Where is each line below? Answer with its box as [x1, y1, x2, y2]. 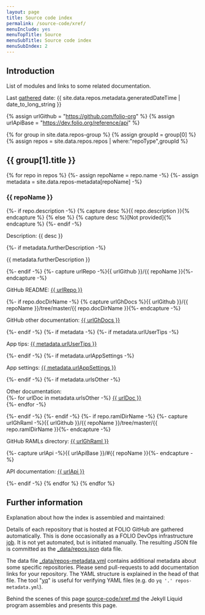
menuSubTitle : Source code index [6, 37, 92, 44]
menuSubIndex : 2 [6, 44, 48, 50]
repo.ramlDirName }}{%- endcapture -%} [6, 426, 111, 433]
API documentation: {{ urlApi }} [6, 467, 84, 475]
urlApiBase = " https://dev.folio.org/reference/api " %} [6, 119, 140, 126]
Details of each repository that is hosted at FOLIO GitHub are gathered [6, 525, 184, 533]
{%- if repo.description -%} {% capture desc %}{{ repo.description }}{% [6, 207, 190, 215]
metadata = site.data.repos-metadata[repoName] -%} [6, 178, 143, 185]
